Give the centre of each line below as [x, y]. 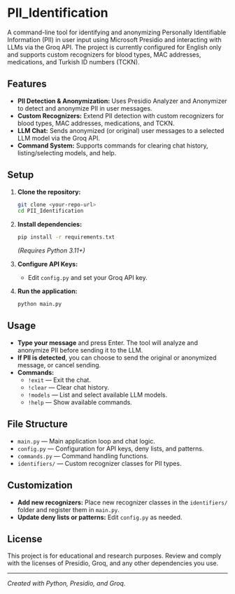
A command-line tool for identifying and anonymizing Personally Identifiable [117, 32]
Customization [40, 485]
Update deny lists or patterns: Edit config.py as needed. [100, 517]
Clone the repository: [49, 192]
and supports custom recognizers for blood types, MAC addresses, [104, 55]
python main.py [40, 304]
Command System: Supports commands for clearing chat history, [113, 146]
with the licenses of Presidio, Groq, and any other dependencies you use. [113, 563]
